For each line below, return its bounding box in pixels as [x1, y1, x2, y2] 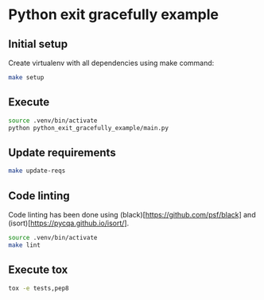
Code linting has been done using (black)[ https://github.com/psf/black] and [8, 210, 256, 219]
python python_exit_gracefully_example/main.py [8, 124, 169, 132]
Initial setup [8, 37, 68, 51]
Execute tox [8, 263, 68, 277]
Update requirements [8, 145, 117, 160]
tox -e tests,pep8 [8, 284, 69, 292]
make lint [8, 240, 41, 249]
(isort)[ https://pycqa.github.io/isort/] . [8, 218, 130, 228]
